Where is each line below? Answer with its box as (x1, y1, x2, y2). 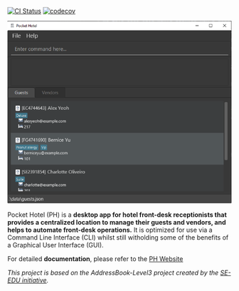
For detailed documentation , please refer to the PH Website (7, 254, 184, 263)
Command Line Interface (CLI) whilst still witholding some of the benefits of (7, 233, 229, 242)
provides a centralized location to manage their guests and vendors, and (7, 218, 226, 226)
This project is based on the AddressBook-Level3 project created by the (7, 268, 219, 277)
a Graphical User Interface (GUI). (7, 240, 105, 249)
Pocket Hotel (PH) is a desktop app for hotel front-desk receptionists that (7, 210, 228, 219)
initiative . (21, 275, 49, 285)
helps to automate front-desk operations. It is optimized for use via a (7, 225, 213, 234)
